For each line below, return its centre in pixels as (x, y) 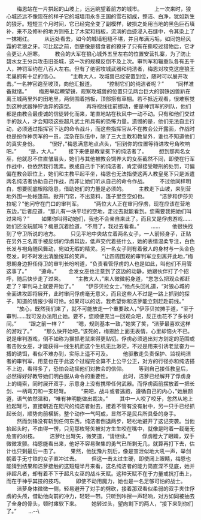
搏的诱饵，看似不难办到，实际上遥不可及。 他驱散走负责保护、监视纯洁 (99, 354)
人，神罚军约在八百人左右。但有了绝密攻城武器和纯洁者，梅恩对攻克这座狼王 (100, 69)
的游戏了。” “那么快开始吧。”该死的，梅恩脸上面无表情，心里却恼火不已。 (100, 331)
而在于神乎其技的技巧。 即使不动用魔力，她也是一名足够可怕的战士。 (96, 481)
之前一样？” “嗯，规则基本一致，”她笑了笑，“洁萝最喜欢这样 (113, 324)
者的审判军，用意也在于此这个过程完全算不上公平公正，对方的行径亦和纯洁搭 (100, 361)
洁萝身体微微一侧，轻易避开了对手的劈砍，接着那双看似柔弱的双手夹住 (103, 489)
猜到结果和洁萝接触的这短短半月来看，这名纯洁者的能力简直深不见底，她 (100, 466)
